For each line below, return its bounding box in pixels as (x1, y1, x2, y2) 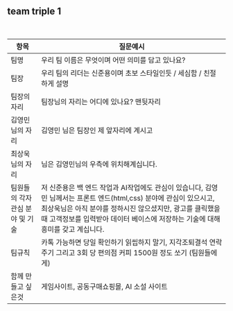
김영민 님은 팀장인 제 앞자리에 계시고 (41, 125, 153, 135)
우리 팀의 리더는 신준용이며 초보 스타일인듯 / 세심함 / (41, 68, 202, 78)
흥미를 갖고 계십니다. (41, 224, 105, 234)
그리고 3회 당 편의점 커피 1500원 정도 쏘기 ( (55, 248, 192, 258)
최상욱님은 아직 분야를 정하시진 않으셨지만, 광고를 (41, 203, 193, 213)
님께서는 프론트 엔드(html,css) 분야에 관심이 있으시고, (49, 193, 215, 203)
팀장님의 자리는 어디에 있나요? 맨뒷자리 (41, 96, 161, 106)
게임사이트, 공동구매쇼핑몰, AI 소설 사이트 (41, 281, 168, 291)
